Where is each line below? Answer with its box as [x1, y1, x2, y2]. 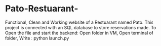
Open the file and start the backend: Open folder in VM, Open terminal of [5, 30, 154, 36]
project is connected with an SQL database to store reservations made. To [5, 24, 157, 30]
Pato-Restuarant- [5, 3, 79, 14]
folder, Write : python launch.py [5, 35, 69, 41]
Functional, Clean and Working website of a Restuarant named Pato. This [5, 19, 154, 25]
